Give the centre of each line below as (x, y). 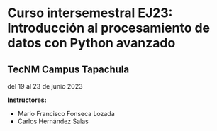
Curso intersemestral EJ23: (90, 13)
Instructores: (27, 100)
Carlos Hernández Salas (53, 121)
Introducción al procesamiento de (109, 28)
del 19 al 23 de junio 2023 (45, 86)
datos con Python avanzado (91, 43)
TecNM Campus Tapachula (68, 69)
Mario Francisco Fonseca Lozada (66, 114)
